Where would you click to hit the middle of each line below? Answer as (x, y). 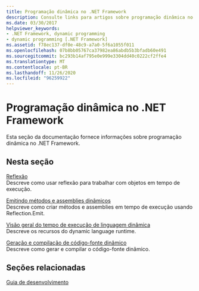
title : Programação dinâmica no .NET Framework (66, 12)
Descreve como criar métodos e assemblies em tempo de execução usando (99, 207)
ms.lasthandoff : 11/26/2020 (41, 73)
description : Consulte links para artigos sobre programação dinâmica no (100, 17)
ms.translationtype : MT (36, 61)
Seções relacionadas (46, 268)
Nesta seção (30, 162)
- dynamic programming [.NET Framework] (57, 39)
